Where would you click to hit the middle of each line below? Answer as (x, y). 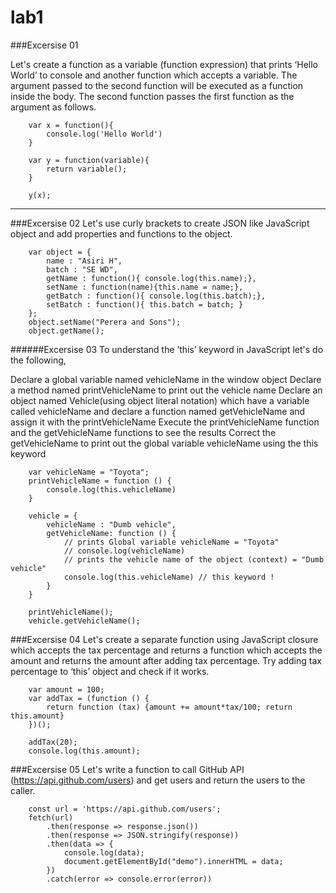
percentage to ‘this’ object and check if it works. (110, 671)
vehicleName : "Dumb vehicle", (111, 524)
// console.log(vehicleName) (124, 551)
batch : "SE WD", (82, 269)
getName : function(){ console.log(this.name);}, (151, 278)
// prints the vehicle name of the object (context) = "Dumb (194, 559)
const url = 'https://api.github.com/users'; (125, 809)
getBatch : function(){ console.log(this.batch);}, (156, 296)
